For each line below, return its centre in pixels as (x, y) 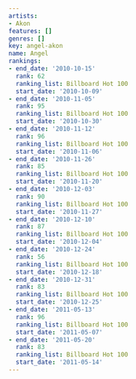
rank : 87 (30, 227)
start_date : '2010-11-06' (59, 151)
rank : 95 (30, 106)
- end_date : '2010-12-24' (52, 249)
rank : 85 (30, 167)
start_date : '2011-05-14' (59, 362)
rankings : (25, 62)
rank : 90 (30, 196)
